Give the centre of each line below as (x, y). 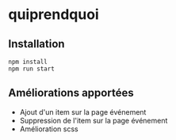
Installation (36, 44)
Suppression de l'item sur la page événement (94, 120)
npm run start (32, 69)
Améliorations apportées (71, 93)
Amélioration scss (49, 129)
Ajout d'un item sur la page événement (83, 112)
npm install (28, 62)
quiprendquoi (54, 15)
